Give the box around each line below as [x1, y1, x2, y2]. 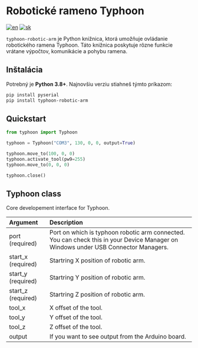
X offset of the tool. [49, 304, 103, 312]
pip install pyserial [6, 92, 60, 98]
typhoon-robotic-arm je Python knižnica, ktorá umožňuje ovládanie [6, 35, 168, 42]
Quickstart [6, 113, 47, 123]
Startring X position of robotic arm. [49, 256, 146, 265]
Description [49, 219, 84, 227]
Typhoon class [6, 188, 62, 199]
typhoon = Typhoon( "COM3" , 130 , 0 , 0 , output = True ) [6, 140, 136, 146]
